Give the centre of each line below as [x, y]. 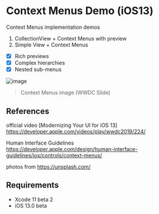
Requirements [32, 185]
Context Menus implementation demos [53, 27]
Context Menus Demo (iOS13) [80, 11]
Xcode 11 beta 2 [34, 199]
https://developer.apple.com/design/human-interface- [72, 149]
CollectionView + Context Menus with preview [70, 38]
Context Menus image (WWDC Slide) [65, 93]
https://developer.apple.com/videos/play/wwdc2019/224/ [76, 131]
